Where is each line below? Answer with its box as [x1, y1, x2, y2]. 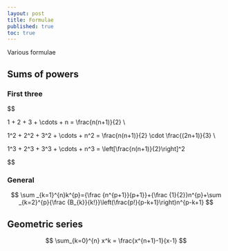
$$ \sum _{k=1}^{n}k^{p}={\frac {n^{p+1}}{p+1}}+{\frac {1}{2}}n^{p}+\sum [10, 191, 222, 199]
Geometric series [7, 218, 84, 230]
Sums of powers [7, 68, 79, 80]
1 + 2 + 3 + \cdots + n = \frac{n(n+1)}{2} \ [7, 118, 126, 126]
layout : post [7, 10, 45, 17]
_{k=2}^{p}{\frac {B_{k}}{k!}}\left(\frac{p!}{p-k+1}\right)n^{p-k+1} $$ [18, 198, 214, 207]
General [7, 175, 35, 185]
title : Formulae [7, 17, 54, 23]
